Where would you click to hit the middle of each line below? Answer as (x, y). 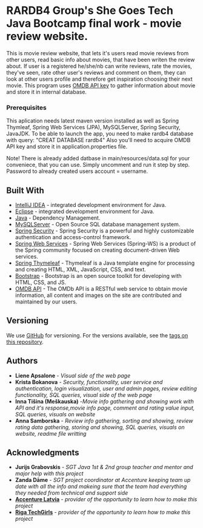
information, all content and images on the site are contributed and (98, 296)
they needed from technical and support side (72, 493)
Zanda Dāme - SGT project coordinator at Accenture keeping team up (103, 480)
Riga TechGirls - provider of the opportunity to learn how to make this (103, 512)
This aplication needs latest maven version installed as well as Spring (93, 121)
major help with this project (49, 473)
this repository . (25, 342)
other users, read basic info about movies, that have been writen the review (101, 59)
